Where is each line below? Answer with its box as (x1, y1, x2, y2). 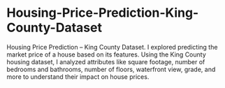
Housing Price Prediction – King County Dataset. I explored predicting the (6, 43, 218, 51)
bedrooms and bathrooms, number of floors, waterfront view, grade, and (6, 65, 216, 73)
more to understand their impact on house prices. (6, 72, 150, 81)
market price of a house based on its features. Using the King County (6, 50, 207, 59)
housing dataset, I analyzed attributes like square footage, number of (6, 57, 205, 66)
